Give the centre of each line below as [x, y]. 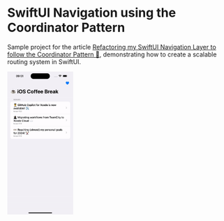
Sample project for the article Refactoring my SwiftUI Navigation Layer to [112, 47]
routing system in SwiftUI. [44, 61]
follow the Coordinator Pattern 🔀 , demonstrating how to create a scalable [112, 54]
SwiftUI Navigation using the [92, 13]
